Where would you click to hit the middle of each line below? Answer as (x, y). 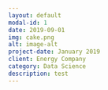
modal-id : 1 (28, 23)
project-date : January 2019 (54, 52)
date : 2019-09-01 (37, 30)
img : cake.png (32, 37)
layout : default (35, 15)
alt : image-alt (33, 45)
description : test (38, 74)
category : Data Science (47, 67)
